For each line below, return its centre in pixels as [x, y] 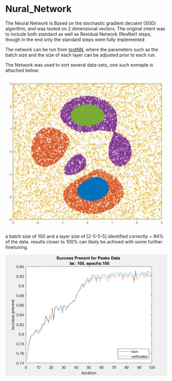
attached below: [22, 70]
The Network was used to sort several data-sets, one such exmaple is [79, 65]
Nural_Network [39, 9]
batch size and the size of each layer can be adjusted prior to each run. [81, 55]
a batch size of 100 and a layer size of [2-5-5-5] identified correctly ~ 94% [84, 236]
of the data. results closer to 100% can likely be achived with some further [84, 241]
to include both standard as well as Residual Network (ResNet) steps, [78, 34]
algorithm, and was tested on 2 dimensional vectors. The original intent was [85, 28]
